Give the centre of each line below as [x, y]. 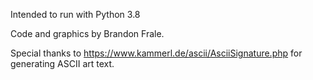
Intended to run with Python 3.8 [75, 14]
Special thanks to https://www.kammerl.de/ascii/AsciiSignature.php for [156, 53]
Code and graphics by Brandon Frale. [87, 33]
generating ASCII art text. [62, 63]
